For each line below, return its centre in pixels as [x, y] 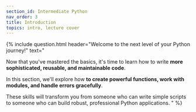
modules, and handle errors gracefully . [54, 86]
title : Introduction [31, 22]
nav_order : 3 [22, 17]
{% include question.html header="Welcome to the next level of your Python [98, 44]
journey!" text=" [25, 51]
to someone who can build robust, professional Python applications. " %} [94, 103]
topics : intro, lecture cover [43, 28]
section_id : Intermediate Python [47, 11]
